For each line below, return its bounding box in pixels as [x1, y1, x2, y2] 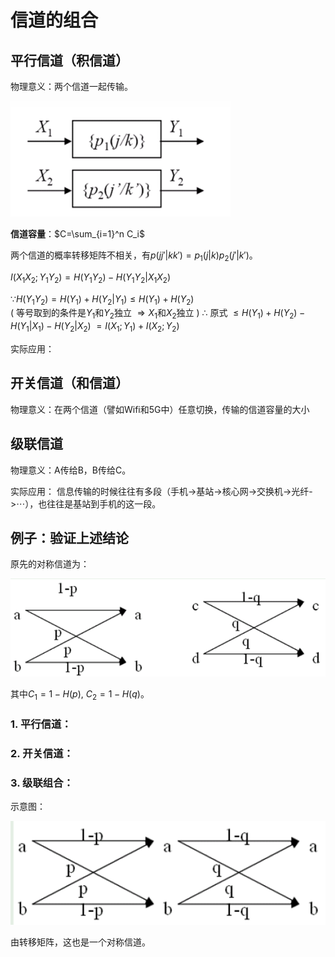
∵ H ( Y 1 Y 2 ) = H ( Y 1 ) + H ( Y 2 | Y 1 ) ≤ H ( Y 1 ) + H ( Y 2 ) [10, 292, 195, 307]
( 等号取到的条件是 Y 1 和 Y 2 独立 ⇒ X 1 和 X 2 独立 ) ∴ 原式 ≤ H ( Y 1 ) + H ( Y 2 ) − [10, 307, 306, 321]
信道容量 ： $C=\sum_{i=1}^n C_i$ [10, 228, 145, 240]
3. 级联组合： [10, 776, 74, 790]
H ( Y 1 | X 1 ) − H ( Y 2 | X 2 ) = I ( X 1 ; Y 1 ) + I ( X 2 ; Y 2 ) [10, 320, 180, 334]
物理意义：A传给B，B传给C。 [10, 464, 132, 476]
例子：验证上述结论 [10, 530, 129, 546]
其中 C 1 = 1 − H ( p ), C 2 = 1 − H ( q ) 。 [10, 688, 150, 703]
